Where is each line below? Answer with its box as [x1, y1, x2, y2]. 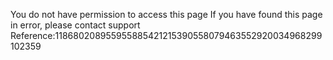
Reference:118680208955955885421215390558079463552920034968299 [10, 30, 323, 41]
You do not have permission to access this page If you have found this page [10, 9, 323, 20]
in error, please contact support [10, 19, 141, 31]
